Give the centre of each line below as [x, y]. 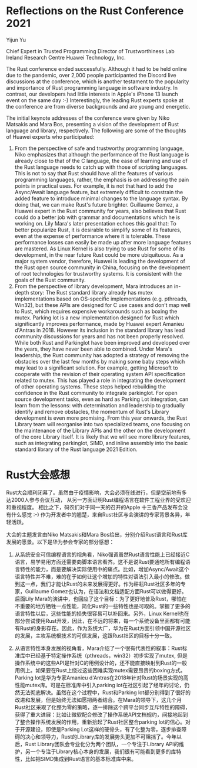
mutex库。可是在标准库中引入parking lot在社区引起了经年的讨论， [105, 685]
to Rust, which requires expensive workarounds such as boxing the [96, 311]
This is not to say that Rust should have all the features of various [94, 173]
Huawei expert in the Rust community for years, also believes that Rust [100, 211]
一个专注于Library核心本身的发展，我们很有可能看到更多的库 [103, 751]
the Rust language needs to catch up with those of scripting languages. [101, 167]
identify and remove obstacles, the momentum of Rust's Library [92, 411]
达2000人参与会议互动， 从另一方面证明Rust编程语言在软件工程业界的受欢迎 [98, 499]
